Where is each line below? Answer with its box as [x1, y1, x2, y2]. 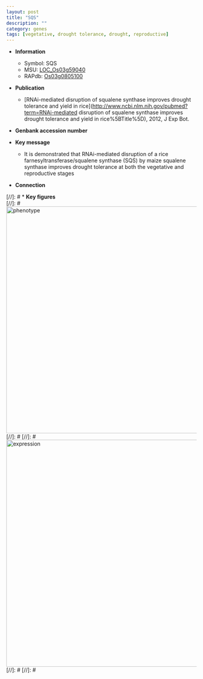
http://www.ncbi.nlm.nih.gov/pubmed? [92, 102, 188, 110]
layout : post [6, 8, 39, 15]
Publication [14, 84, 45, 91]
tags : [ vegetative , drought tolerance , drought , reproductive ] [6, 31, 169, 38]
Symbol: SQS [24, 60, 57, 67]
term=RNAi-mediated [24, 109, 77, 116]
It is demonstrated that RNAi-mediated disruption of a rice [24, 151, 169, 158]
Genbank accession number [14, 127, 88, 134]
